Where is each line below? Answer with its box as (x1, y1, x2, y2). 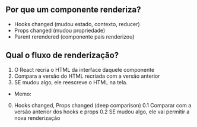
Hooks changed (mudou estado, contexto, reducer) (14, 20, 140, 27)
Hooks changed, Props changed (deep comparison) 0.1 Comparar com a (14, 101, 192, 109)
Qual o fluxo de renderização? (5, 50, 119, 61)
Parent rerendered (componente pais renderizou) (14, 33, 135, 40)
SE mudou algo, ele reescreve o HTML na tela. (14, 78, 128, 85)
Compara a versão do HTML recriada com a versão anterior (14, 72, 161, 80)
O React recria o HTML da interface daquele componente (14, 66, 155, 73)
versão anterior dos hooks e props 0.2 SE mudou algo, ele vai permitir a (14, 108, 190, 115)
